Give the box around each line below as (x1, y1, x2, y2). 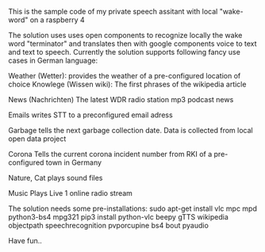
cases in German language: (8, 55, 98, 65)
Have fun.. (8, 236, 42, 245)
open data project (8, 134, 67, 143)
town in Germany (45, 158, 102, 167)
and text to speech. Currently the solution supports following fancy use (8, 48, 240, 56)
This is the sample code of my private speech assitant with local (8, 7, 218, 16)
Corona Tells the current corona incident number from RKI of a (8, 150, 213, 158)
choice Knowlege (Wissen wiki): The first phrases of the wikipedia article (8, 79, 247, 89)
